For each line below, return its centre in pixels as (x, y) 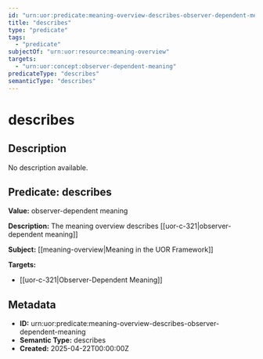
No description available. (48, 167)
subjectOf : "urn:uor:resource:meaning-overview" (89, 52)
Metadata (32, 305)
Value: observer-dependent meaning (68, 211)
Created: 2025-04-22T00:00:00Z (74, 349)
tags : (17, 37)
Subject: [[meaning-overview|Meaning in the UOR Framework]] (111, 250)
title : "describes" (40, 23)
